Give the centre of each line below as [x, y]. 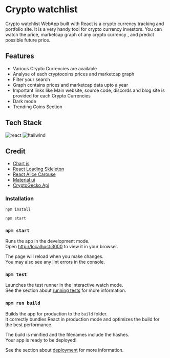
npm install [18, 209]
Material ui [24, 180]
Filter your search [31, 79]
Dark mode [25, 101]
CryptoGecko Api [31, 185]
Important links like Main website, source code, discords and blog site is [89, 90]
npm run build [23, 303]
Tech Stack [24, 123]
